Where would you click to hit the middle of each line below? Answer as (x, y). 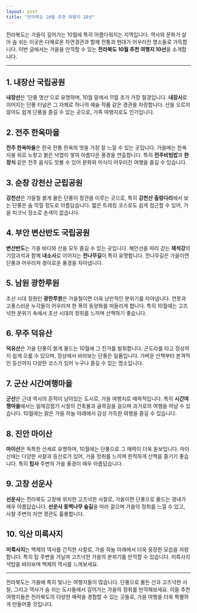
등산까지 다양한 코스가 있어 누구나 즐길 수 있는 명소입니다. (78, 363)
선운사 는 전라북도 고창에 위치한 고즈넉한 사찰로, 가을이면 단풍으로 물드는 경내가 (96, 499)
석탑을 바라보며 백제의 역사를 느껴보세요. (52, 564)
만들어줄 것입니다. (33, 604)
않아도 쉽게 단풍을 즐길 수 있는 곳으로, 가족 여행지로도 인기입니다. (80, 112)
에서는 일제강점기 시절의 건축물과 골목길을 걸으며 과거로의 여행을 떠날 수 (102, 406)
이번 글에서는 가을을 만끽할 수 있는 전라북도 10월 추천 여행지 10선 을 (95, 49)
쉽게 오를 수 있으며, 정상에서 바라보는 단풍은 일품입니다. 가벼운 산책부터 (93, 356)
